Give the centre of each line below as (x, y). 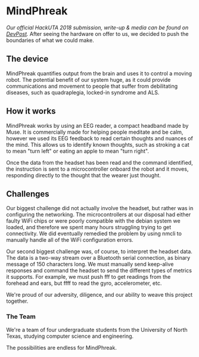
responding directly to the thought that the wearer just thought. (83, 175)
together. (17, 301)
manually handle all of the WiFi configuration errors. (70, 240)
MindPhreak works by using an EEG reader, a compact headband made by (97, 125)
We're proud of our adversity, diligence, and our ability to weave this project (99, 295)
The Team (21, 316)
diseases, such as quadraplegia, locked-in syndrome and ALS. (83, 92)
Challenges (28, 194)
